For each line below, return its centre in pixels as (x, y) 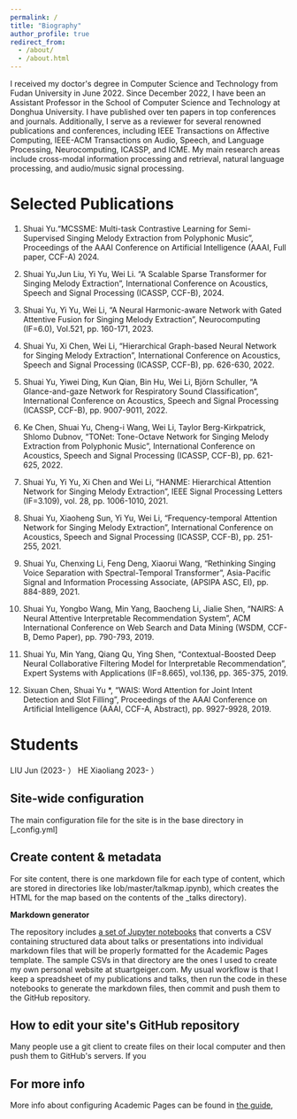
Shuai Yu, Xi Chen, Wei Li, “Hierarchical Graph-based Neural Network (149, 345)
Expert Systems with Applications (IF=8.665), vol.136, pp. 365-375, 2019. (155, 673)
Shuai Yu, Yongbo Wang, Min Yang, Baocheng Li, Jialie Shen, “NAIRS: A (153, 608)
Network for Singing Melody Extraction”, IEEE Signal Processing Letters (152, 491)
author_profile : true (50, 34)
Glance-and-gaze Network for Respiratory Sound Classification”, (141, 391)
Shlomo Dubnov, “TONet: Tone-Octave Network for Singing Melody (145, 436)
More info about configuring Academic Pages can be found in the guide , (141, 1105)
